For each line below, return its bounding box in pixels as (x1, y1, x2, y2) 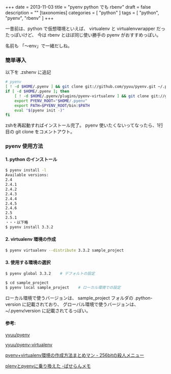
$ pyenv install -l (5, 168, 47, 173)
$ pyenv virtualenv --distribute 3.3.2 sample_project (5, 248, 124, 253)
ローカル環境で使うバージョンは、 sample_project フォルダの (5, 295, 134, 301)
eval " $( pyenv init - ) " (14, 108, 65, 113)
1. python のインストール (5, 156, 58, 162)
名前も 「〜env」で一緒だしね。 (5, 43, 73, 49)
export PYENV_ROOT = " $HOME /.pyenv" (14, 98, 88, 103)
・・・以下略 (5, 220, 28, 225)
